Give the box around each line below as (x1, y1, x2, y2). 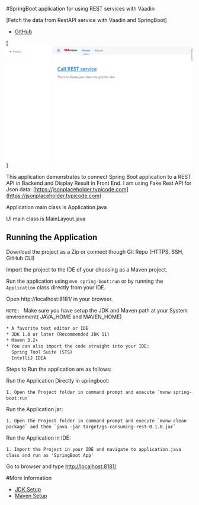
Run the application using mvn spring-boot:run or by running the (6, 277, 163, 285)
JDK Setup (14, 485, 41, 493)
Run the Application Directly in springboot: (6, 377, 110, 384)
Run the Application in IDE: (6, 434, 71, 441)
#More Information (6, 474, 52, 481)
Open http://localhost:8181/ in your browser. (6, 295, 113, 302)
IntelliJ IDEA (11, 355, 46, 361)
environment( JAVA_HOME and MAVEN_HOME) (6, 313, 123, 320)
